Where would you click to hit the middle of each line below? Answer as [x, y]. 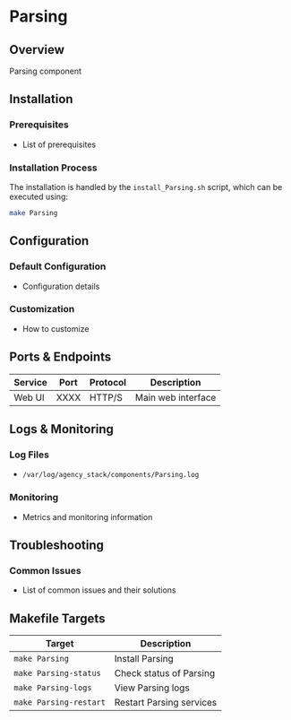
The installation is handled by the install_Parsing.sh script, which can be [146, 187]
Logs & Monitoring [62, 429]
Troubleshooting [57, 546]
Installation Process [53, 168]
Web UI [29, 397]
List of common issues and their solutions [99, 590]
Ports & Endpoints [60, 357]
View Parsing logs [152, 688]
